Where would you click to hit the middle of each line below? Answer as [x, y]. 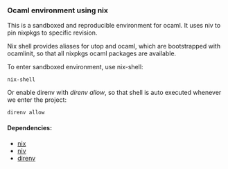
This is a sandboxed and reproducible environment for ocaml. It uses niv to [114, 26]
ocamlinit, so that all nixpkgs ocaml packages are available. [92, 53]
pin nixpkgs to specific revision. [52, 33]
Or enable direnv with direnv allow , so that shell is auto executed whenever [114, 93]
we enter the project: [37, 100]
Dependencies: [30, 127]
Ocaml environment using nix [58, 10]
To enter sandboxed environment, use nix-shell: [75, 67]
